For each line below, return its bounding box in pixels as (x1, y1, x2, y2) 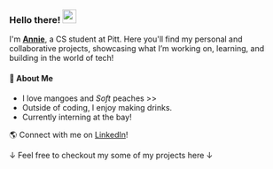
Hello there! (9, 13, 61, 26)
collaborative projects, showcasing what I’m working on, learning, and (9, 43, 265, 54)
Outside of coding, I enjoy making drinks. (21, 102, 173, 112)
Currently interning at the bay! (21, 111, 132, 122)
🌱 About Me (9, 73, 53, 83)
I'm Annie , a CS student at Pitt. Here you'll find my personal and (9, 34, 243, 44)
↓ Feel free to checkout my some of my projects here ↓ (9, 150, 214, 160)
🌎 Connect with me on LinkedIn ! (9, 129, 129, 140)
